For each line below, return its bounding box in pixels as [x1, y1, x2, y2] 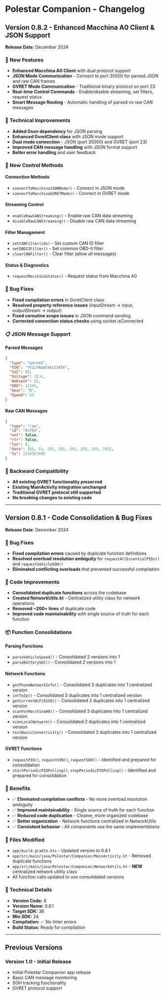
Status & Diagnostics [5, 262, 49, 268]
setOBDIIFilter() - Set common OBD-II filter [12, 245, 104, 251]
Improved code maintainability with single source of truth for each [12, 611, 149, 617]
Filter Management [5, 229, 45, 235]
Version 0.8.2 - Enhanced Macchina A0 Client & [5, 23, 155, 32]
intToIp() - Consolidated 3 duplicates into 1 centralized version [12, 692, 142, 698]
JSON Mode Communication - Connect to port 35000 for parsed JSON [12, 73, 159, 79]
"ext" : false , [9, 433, 39, 438]
